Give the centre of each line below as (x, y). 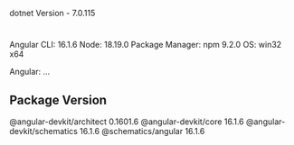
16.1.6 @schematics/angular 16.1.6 (142, 131)
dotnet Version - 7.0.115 (52, 13)
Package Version (58, 100)
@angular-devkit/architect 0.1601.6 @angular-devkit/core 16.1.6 (127, 122)
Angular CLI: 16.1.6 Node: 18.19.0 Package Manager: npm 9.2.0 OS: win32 (146, 45)
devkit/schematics (44, 131)
